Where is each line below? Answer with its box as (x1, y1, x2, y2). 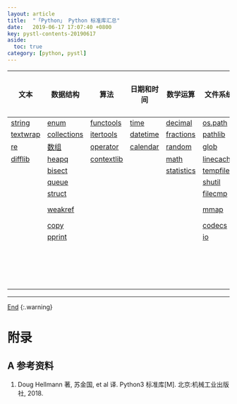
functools (90, 117, 122, 127)
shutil (202, 177, 221, 187)
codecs (202, 220, 228, 230)
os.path (202, 117, 228, 127)
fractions (165, 129, 196, 139)
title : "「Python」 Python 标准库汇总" (7, 17, 121, 24)
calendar (130, 142, 159, 151)
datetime (130, 129, 159, 139)
